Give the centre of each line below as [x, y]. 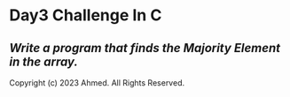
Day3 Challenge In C [86, 15]
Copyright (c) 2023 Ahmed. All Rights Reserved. [97, 83]
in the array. [43, 61]
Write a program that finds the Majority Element [145, 48]
